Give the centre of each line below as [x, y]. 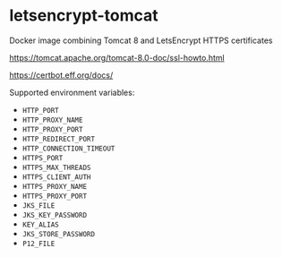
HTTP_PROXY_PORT [52, 129]
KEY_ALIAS [41, 225]
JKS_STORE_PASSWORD [59, 234]
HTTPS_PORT [43, 158]
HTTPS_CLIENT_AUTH [56, 177]
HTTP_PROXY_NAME [52, 120]
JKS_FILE [38, 206]
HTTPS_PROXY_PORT [55, 196]
